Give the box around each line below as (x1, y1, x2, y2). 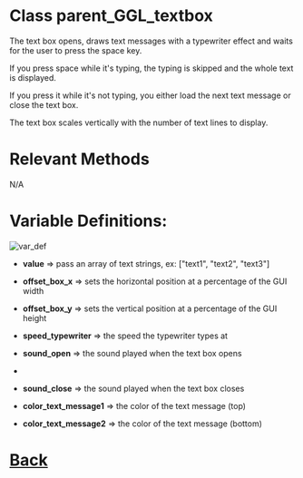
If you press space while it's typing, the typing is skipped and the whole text (9, 63, 294, 73)
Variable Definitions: (9, 210, 168, 231)
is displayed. (9, 72, 57, 83)
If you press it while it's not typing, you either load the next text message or (9, 90, 292, 101)
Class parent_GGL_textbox (9, 5, 213, 26)
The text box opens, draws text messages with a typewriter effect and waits (9, 35, 293, 46)
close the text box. (9, 99, 79, 110)
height (22, 312, 47, 323)
